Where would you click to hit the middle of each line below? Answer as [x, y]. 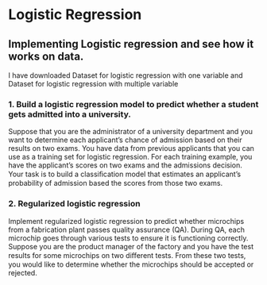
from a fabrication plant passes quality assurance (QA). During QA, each [126, 229]
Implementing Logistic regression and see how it [131, 44]
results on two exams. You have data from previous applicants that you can [131, 148]
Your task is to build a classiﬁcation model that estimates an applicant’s [124, 174]
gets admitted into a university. [70, 114]
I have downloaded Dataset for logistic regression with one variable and [126, 75]
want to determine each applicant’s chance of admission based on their [125, 140]
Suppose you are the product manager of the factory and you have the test [131, 246]
